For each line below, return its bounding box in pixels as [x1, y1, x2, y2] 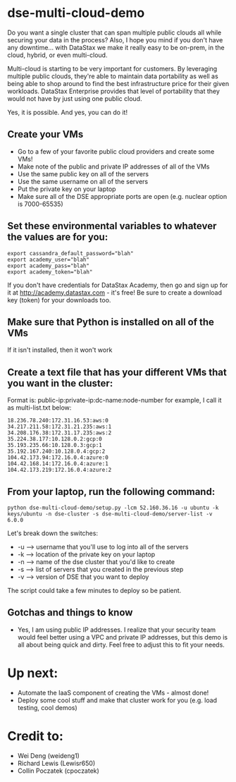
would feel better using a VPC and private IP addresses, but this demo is [17, 633, 228, 641]
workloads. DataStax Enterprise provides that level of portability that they [7, 87, 221, 95]
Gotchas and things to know [7, 606, 133, 618]
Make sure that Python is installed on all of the [7, 316, 215, 328]
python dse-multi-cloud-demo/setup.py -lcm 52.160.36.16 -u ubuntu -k [7, 504, 219, 511]
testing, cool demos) [17, 703, 77, 711]
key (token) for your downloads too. [7, 295, 111, 304]
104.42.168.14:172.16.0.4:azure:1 [7, 460, 109, 468]
